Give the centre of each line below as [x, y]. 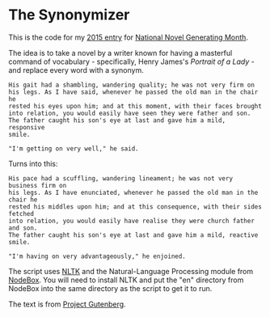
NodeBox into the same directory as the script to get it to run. [110, 288]
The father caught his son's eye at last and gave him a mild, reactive [133, 235]
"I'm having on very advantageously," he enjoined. [97, 256]
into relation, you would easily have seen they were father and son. [130, 113]
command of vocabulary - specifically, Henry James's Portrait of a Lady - [131, 61]
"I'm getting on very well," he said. [74, 148]
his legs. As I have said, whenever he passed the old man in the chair [133, 92]
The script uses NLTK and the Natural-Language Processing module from [131, 271]
